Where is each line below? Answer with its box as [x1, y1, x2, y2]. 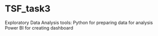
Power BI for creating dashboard [5, 24, 74, 30]
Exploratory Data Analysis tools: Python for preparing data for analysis [5, 19, 153, 25]
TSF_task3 [5, 3, 51, 14]
